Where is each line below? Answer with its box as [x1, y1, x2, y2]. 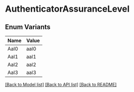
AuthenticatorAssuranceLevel [5, 3, 130, 15]
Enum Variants [5, 23, 51, 31]
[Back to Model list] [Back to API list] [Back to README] [5, 82, 117, 87]
